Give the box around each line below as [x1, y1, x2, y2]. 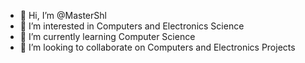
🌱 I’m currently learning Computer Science [19, 31, 196, 42]
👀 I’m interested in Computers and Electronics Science [19, 20, 245, 32]
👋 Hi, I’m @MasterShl [19, 10, 107, 21]
